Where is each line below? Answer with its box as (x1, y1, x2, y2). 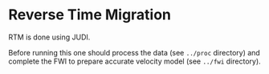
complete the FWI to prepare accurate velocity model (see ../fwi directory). (8, 56, 261, 66)
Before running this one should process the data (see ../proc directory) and (8, 47, 261, 57)
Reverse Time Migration (8, 6, 171, 24)
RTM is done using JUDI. (8, 32, 91, 42)
